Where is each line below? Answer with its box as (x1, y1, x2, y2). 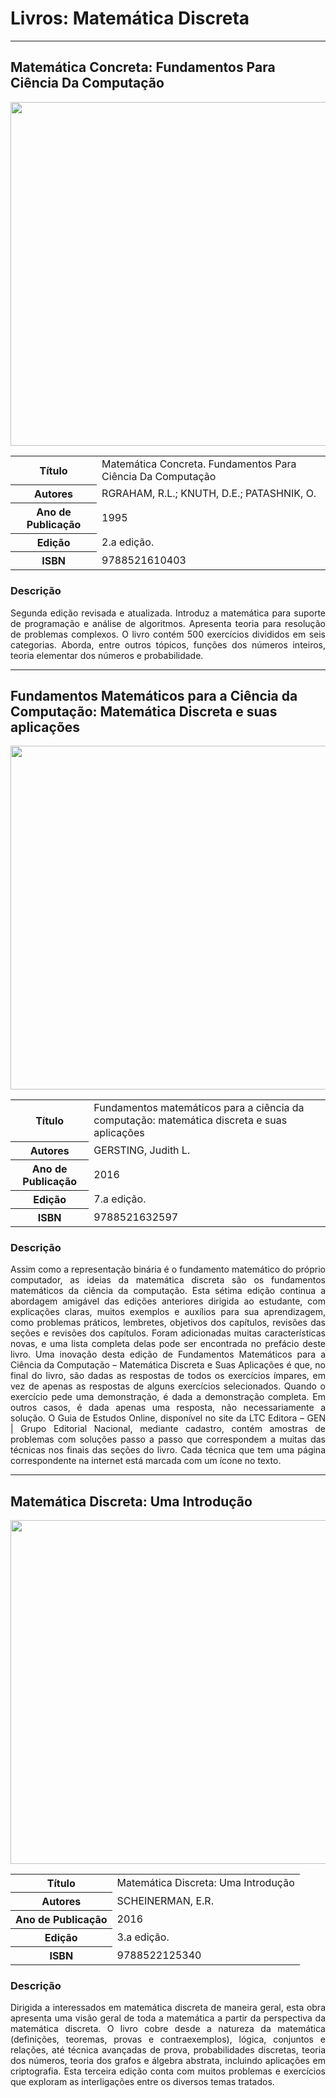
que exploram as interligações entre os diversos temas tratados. (10, 2076, 275, 2088)
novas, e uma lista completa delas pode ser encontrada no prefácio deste (10, 1338, 326, 1350)
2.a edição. (101, 535, 155, 549)
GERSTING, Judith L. (93, 1143, 191, 1157)
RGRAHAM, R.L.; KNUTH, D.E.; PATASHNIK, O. (101, 487, 317, 501)
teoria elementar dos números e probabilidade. (10, 649, 204, 661)
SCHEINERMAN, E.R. (116, 1893, 214, 1907)
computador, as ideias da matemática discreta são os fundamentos (10, 1274, 326, 1286)
